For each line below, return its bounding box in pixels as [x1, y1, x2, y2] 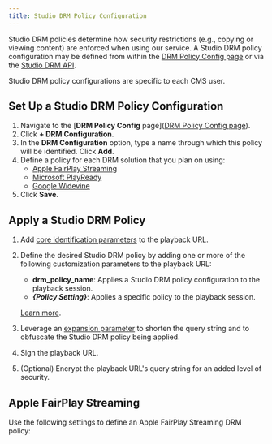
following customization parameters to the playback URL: [19, 259, 213, 269]
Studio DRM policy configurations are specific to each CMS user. [8, 75, 226, 85]
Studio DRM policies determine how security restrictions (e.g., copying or [8, 34, 254, 44]
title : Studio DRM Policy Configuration [8, 11, 148, 20]
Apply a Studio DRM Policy [8, 213, 146, 227]
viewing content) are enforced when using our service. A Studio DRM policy [8, 42, 262, 53]
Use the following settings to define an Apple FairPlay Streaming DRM [8, 417, 242, 427]
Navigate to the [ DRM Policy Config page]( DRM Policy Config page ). [19, 121, 251, 131]
